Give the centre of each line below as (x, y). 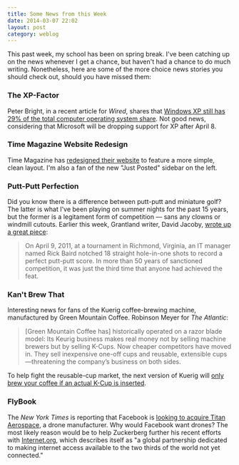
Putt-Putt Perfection (43, 186)
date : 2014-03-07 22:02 (43, 21)
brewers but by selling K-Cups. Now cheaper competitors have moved (128, 347)
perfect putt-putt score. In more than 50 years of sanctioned (114, 261)
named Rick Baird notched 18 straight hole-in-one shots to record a (124, 253)
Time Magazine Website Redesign (68, 145)
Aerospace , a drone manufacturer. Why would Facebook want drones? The (118, 424)
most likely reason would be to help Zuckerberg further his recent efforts (114, 432)
